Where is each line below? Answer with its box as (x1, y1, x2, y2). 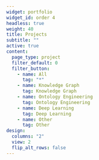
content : (6, 49, 28, 55)
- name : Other (17, 116, 53, 122)
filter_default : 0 (11, 60, 59, 66)
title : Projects (6, 32, 47, 38)
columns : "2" (11, 133, 45, 140)
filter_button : (11, 65, 50, 72)
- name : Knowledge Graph (17, 83, 80, 89)
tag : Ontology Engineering (22, 99, 91, 105)
